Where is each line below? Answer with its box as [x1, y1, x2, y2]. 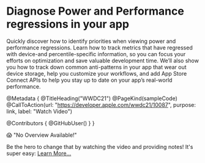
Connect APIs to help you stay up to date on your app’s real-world [6, 76, 173, 84]
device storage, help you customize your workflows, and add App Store [6, 70, 187, 77]
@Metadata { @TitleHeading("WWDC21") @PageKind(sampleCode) [6, 95, 177, 102]
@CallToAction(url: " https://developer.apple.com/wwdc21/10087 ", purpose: [6, 101, 196, 108]
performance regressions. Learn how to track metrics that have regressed [6, 44, 193, 51]
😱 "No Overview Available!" [6, 131, 78, 139]
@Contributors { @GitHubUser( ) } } [6, 119, 95, 126]
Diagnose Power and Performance [6, 4, 185, 18]
